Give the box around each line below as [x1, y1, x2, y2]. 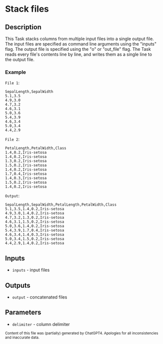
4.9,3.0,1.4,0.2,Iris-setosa [5, 211, 64, 216]
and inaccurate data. [5, 335, 40, 340]
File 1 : [5, 80, 20, 86]
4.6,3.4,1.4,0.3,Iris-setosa [5, 232, 64, 237]
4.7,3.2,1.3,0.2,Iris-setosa [5, 215, 64, 220]
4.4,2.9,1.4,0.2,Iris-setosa [5, 241, 64, 246]
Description [5, 23, 41, 31]
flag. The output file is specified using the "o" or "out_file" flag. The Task [5, 46, 151, 52]
